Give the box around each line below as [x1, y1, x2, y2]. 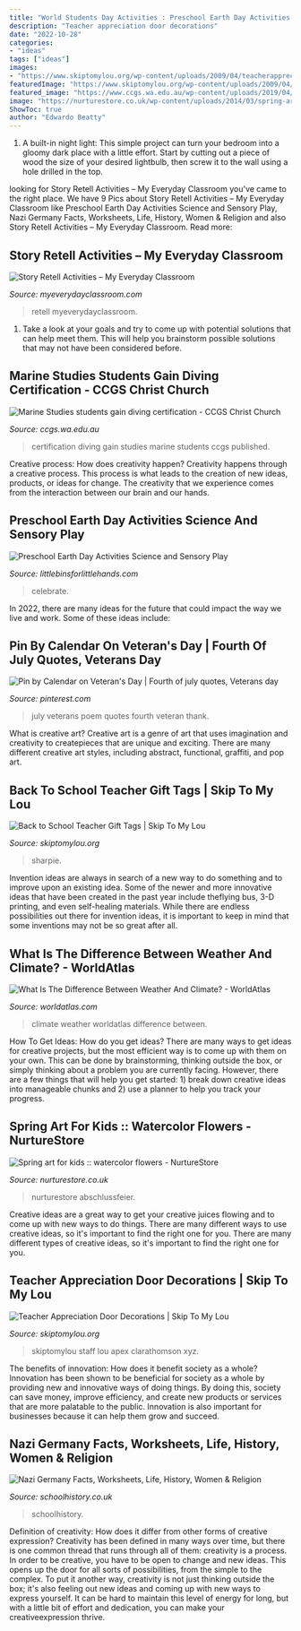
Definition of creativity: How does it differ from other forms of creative [9, 1526, 268, 1537]
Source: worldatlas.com [9, 1001, 99, 1012]
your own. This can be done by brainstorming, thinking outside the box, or [9, 1055, 283, 1066]
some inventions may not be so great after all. [9, 920, 178, 931]
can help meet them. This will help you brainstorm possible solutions [21, 332, 276, 343]
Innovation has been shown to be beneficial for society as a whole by [9, 1372, 265, 1383]
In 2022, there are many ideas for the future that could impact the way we [9, 602, 282, 614]
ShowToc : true [9, 105, 63, 114]
